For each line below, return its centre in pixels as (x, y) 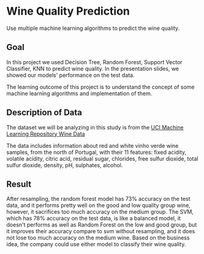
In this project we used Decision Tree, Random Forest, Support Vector (94, 62)
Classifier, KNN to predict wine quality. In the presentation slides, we (93, 68)
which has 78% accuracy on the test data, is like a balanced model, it (93, 219)
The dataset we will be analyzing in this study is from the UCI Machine (95, 127)
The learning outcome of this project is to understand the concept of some (100, 87)
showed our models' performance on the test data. (70, 75)
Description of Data (44, 113)
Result (19, 184)
